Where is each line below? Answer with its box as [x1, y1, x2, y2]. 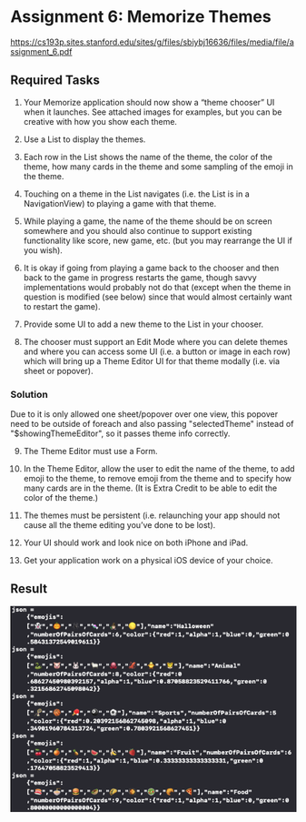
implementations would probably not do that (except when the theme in [23, 281, 291, 292]
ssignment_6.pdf [10, 46, 73, 56]
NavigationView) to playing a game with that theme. [23, 198, 217, 208]
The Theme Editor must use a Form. [23, 446, 158, 457]
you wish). [23, 244, 63, 256]
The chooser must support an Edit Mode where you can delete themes [23, 336, 289, 347]
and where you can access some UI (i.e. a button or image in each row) [23, 346, 291, 357]
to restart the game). [23, 300, 101, 311]
